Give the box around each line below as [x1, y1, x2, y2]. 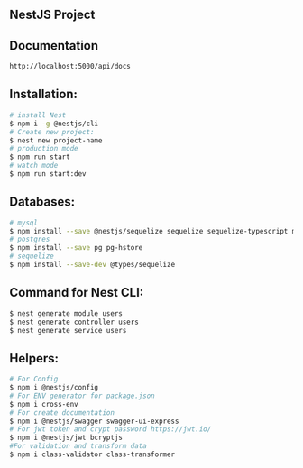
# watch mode [9, 161, 59, 170]
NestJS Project [9, 7, 96, 23]
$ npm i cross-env [9, 399, 78, 408]
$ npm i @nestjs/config [9, 383, 99, 392]
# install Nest [9, 110, 67, 120]
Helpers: [9, 351, 59, 366]
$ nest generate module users [9, 308, 124, 318]
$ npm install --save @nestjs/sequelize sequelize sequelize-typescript [9, 226, 289, 235]
